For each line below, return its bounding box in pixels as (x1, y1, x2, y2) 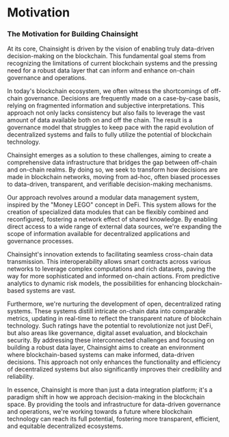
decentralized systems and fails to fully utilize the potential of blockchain (7, 131, 212, 139)
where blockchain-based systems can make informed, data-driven (7, 351, 195, 359)
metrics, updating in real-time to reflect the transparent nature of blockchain (7, 315, 222, 323)
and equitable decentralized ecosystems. (7, 422, 123, 430)
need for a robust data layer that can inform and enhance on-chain (7, 66, 195, 75)
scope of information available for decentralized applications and (7, 230, 190, 238)
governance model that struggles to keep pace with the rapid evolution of (7, 123, 214, 131)
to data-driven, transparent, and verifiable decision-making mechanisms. (7, 180, 213, 189)
